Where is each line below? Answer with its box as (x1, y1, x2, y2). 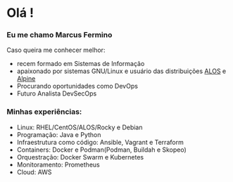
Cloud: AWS (16, 167, 52, 176)
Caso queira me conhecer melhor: (6, 46, 106, 54)
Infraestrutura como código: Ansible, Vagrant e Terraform (16, 138, 184, 146)
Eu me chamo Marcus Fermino (6, 30, 113, 40)
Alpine (16, 74, 36, 83)
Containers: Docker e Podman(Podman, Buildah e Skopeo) (16, 145, 187, 154)
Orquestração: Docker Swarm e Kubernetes (16, 152, 144, 161)
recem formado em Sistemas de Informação (16, 60, 145, 68)
